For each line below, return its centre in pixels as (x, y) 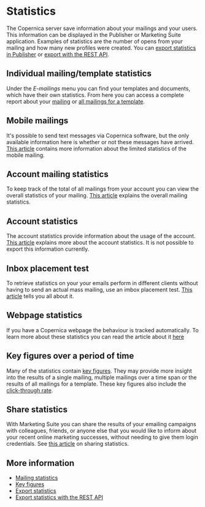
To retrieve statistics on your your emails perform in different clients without (102, 283)
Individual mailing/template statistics (79, 74)
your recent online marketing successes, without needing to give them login (102, 437)
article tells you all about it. (40, 296)
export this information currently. (48, 249)
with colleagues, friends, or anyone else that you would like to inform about (102, 431)
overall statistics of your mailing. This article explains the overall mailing (97, 196)
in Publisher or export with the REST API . (58, 54)
